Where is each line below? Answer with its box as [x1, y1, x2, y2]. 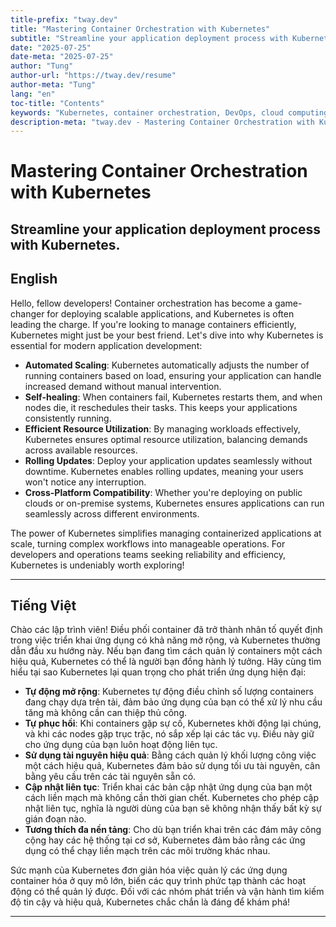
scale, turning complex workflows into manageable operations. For [10, 537, 286, 550]
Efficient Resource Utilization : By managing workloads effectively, [24, 422, 301, 435]
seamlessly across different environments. [24, 507, 200, 520]
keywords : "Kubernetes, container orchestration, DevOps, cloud [10, 107, 284, 118]
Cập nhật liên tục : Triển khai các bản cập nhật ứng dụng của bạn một [24, 781, 313, 793]
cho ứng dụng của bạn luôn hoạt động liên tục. [24, 739, 218, 751]
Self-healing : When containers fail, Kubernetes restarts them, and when [24, 391, 323, 403]
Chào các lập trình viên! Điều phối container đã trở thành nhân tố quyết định [10, 624, 323, 636]
